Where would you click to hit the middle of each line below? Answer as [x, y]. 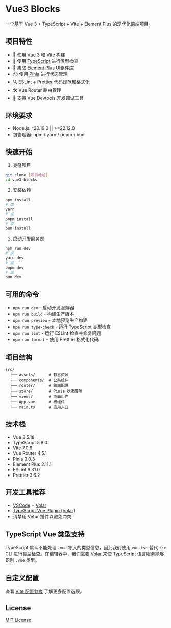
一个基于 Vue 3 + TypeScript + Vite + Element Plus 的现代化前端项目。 [79, 24]
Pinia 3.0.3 [24, 459]
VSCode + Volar [30, 505]
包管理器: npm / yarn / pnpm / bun [48, 134]
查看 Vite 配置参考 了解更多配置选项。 [45, 591]
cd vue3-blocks [21, 180]
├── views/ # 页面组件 [39, 397]
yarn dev [15, 258]
